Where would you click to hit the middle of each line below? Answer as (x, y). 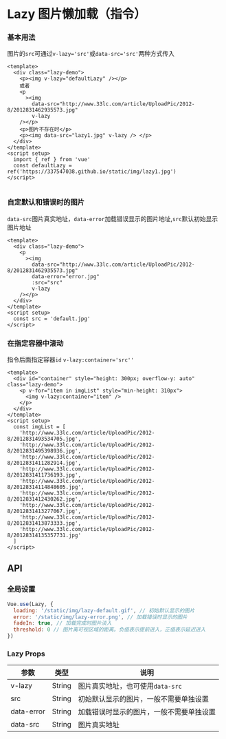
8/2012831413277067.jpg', (44, 511)
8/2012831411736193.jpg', (44, 475)
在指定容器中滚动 (35, 343)
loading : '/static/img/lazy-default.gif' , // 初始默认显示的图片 (104, 610)
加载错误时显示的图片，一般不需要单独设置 (147, 712)
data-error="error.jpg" (66, 276)
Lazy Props (26, 654)
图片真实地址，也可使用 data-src (130, 686)
